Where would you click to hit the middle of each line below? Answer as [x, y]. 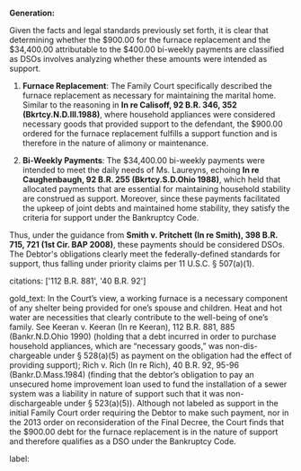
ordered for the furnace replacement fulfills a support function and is [150, 133]
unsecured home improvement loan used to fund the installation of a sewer [148, 384]
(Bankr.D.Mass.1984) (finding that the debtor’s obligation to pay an [132, 375]
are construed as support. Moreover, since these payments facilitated [151, 198]
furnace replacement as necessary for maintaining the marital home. [149, 95]
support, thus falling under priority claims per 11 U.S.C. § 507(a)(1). [132, 263]
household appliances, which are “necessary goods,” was [116, 346]
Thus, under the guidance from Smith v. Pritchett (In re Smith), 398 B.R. [144, 235]
